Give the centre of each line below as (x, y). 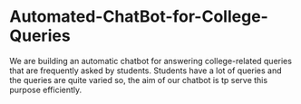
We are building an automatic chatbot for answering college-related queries (151, 61)
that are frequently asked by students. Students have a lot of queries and (146, 71)
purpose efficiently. (46, 90)
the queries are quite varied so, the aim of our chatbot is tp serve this (139, 80)
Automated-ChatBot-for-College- (139, 17)
